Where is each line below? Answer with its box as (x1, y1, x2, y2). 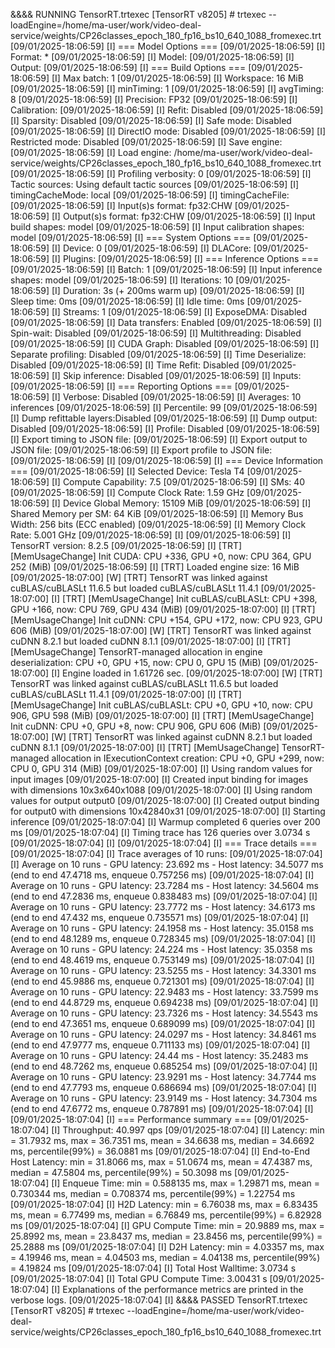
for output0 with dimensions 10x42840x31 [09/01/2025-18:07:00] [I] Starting (10, 805, 326, 817)
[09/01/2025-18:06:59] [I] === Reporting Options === (10, 380, 233, 392)
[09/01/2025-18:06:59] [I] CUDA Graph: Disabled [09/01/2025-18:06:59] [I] (10, 338, 320, 349)
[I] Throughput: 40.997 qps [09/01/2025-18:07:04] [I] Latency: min (51, 1124, 325, 1136)
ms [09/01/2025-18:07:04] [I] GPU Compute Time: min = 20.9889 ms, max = (10, 1220, 325, 1231)
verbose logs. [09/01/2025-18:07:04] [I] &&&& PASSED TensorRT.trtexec (10, 1294, 308, 1306)
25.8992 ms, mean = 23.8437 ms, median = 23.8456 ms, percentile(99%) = (10, 1230, 323, 1242)
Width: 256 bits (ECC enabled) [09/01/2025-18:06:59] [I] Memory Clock (10, 519, 307, 530)
